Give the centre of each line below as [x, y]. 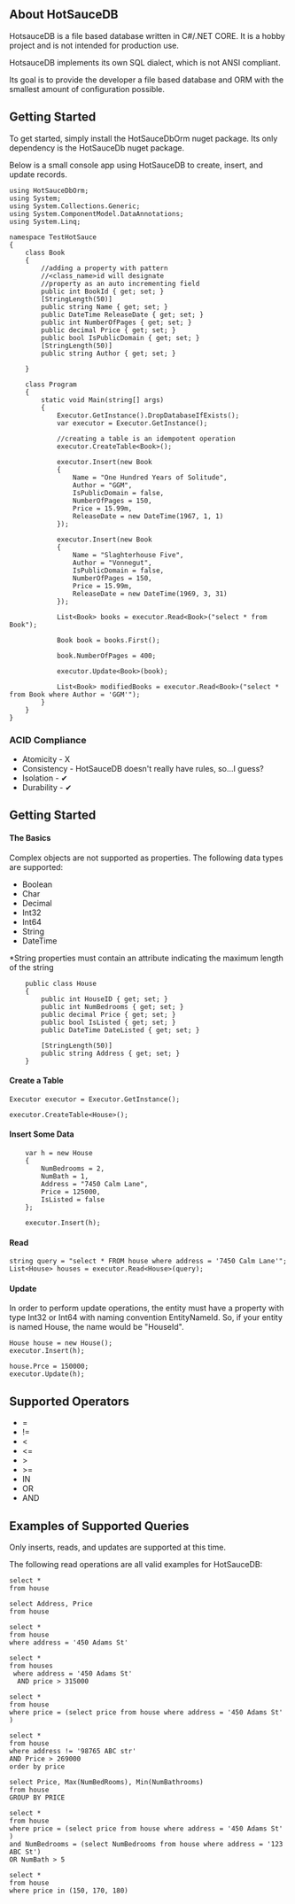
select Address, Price [51, 1604]
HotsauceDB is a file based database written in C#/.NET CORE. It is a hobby [147, 35]
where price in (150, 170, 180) [69, 1891]
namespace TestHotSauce [53, 237]
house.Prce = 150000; [49, 1367]
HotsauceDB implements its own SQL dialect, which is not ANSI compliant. [145, 62]
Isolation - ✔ [45, 778]
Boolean [37, 884]
